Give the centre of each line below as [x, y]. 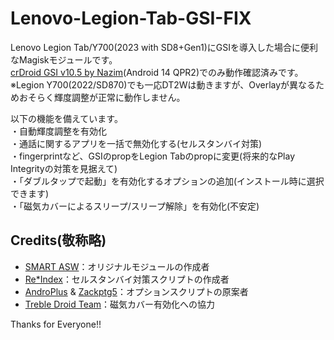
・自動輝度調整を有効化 [58, 131]
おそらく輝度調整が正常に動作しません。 [102, 97]
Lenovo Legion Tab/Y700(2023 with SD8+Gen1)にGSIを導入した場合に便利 [164, 47]
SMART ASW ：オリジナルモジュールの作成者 [117, 266]
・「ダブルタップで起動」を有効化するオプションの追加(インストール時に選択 [167, 181]
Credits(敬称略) [58, 240]
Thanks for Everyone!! [56, 324]
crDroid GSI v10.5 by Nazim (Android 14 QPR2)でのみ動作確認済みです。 [157, 72]
